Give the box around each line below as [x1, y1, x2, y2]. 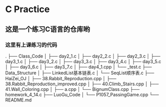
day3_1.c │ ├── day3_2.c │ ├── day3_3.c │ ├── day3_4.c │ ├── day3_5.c [5, 58, 161, 64]
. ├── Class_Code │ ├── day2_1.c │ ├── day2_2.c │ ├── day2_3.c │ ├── [5, 53, 161, 59]
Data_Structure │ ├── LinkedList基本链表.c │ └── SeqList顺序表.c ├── [5, 70, 154, 76]
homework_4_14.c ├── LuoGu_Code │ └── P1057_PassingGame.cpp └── [5, 91, 159, 97]
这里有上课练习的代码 [5, 41, 57, 48]
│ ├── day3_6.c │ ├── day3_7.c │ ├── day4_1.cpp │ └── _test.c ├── [5, 64, 152, 70]
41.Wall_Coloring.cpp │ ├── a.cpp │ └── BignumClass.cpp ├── [5, 86, 140, 92]
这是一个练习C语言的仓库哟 [5, 25, 90, 33]
